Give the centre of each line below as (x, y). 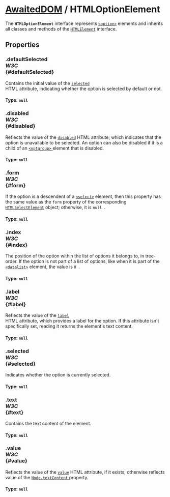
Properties (22, 45)
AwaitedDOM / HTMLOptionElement (83, 9)
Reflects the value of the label (37, 315)
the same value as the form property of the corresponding (66, 202)
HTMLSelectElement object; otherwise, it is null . (55, 208)
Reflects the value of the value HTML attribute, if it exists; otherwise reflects (85, 472)
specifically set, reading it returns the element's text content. (69, 326)
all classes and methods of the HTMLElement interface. (61, 28)
